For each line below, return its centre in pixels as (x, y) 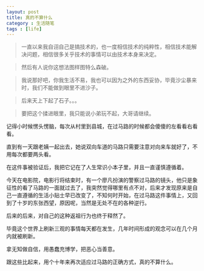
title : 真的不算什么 (29, 18)
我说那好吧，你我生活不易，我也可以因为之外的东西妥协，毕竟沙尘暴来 (109, 80)
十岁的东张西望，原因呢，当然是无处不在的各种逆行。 (83, 203)
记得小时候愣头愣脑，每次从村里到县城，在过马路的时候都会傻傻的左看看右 (99, 126)
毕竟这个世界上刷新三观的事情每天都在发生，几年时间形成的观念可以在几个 (99, 229)
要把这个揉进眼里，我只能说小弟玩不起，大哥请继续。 (88, 113)
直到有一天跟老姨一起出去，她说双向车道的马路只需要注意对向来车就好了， (99, 147)
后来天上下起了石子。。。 (50, 101)
